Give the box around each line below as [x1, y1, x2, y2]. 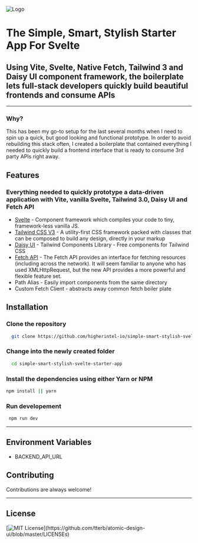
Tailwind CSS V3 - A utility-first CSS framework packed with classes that [14, 228, 192, 236]
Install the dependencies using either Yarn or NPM [6, 375, 153, 383]
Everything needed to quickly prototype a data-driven [6, 188, 164, 196]
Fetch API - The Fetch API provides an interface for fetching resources [14, 253, 186, 261]
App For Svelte [6, 39, 80, 53]
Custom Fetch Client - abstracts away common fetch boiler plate [14, 285, 172, 292]
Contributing [6, 470, 54, 480]
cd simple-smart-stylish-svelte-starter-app [11, 360, 123, 366]
